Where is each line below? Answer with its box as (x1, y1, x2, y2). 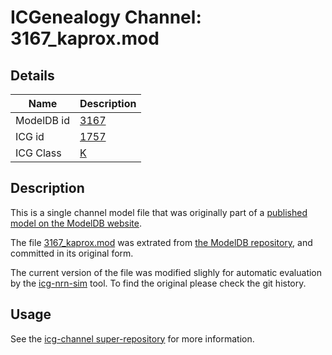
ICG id (15, 130, 45, 143)
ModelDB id (15, 114, 71, 127)
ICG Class (15, 146, 62, 160)
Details (10, 67, 55, 84)
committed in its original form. (10, 247, 134, 259)
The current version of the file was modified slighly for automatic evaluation (10, 266, 323, 278)
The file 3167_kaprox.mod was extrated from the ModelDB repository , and (10, 236, 313, 248)
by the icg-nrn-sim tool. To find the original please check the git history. (10, 277, 307, 289)
